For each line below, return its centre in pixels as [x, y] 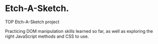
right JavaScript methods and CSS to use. [47, 36]
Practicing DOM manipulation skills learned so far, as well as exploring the [79, 31]
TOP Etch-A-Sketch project [32, 22]
